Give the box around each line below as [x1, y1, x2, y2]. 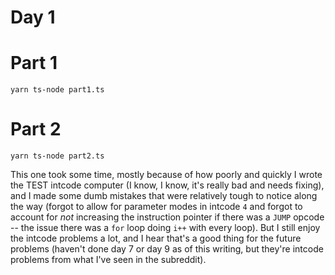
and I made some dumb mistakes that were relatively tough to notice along [10, 190, 318, 202]
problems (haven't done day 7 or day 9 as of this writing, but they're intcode [10, 243, 324, 255]
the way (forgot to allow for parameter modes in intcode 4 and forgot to [10, 201, 303, 213]
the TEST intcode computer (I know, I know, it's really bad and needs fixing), [10, 179, 325, 191]
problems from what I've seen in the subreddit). [10, 254, 207, 266]
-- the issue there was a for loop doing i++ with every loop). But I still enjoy [10, 222, 321, 234]
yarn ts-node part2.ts [10, 151, 105, 161]
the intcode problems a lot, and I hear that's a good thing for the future [10, 232, 302, 245]
